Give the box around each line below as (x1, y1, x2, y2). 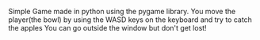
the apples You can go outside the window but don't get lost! (8, 24, 208, 32)
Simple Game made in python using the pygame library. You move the (8, 7, 236, 16)
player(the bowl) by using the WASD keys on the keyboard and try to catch (8, 15, 252, 24)
